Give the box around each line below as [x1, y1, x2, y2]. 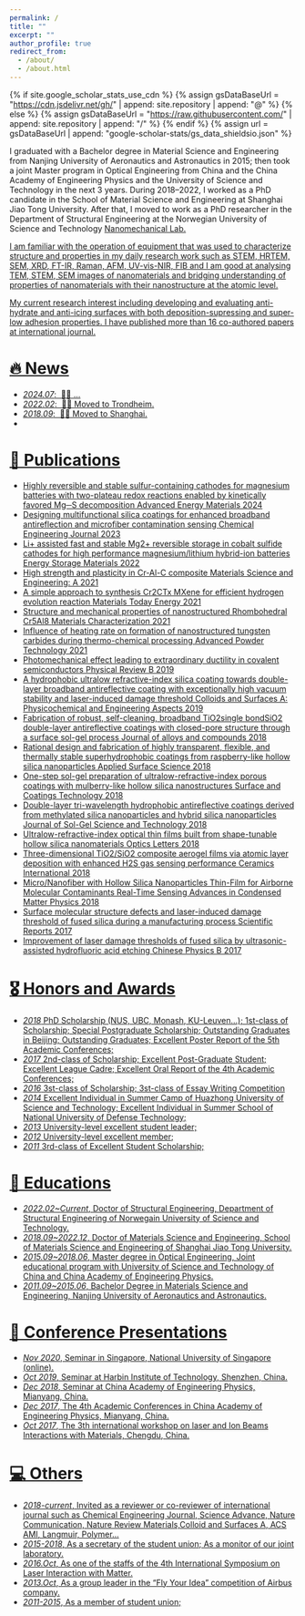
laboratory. [22, 1548, 64, 1559]
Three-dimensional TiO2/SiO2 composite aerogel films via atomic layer [22, 848, 289, 859]
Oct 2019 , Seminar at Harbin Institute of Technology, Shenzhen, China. [22, 1371, 289, 1382]
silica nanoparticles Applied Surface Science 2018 [22, 760, 211, 771]
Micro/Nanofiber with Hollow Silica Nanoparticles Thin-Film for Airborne [22, 877, 294, 888]
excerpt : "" [9, 30, 55, 39]
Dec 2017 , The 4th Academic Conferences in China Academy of [22, 1400, 263, 1411]
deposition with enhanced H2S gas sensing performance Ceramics [22, 858, 275, 869]
